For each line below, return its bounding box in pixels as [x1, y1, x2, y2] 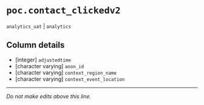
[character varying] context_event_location [15, 75, 125, 83]
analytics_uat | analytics [6, 22, 72, 30]
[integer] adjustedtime [15, 56, 72, 63]
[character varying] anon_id [15, 62, 84, 69]
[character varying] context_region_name [15, 69, 117, 76]
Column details [6, 40, 65, 50]
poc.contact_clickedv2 [6, 5, 121, 16]
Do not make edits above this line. [6, 92, 92, 100]
